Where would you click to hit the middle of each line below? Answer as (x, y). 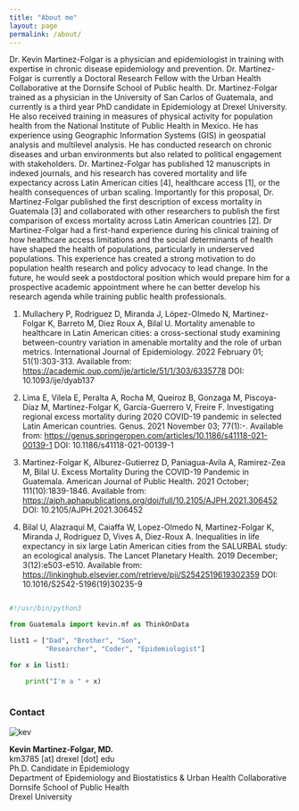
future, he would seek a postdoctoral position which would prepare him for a (149, 278)
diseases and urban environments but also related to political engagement (145, 155)
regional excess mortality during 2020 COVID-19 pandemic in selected (152, 417)
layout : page (33, 26)
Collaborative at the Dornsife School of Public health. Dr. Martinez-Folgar (144, 88)
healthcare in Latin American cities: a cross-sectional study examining (151, 333)
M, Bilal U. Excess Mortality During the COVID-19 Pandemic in (136, 472)
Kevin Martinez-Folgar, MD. (61, 749)
